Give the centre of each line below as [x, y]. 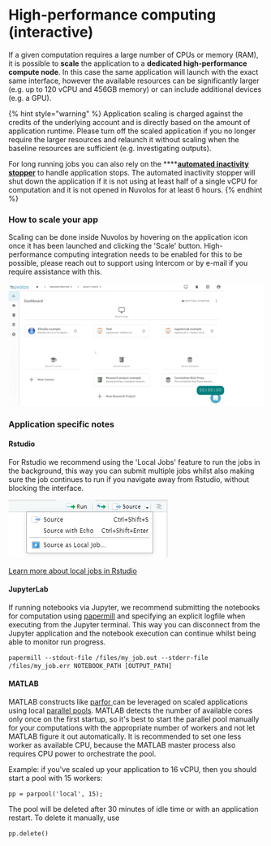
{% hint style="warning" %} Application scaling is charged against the [126, 113]
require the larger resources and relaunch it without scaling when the [124, 139]
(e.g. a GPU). [30, 98]
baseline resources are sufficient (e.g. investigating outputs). [110, 148]
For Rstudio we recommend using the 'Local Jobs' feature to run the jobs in [135, 462]
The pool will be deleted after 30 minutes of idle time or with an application [133, 809]
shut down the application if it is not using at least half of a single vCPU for [133, 181]
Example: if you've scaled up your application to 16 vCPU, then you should [133, 769]
